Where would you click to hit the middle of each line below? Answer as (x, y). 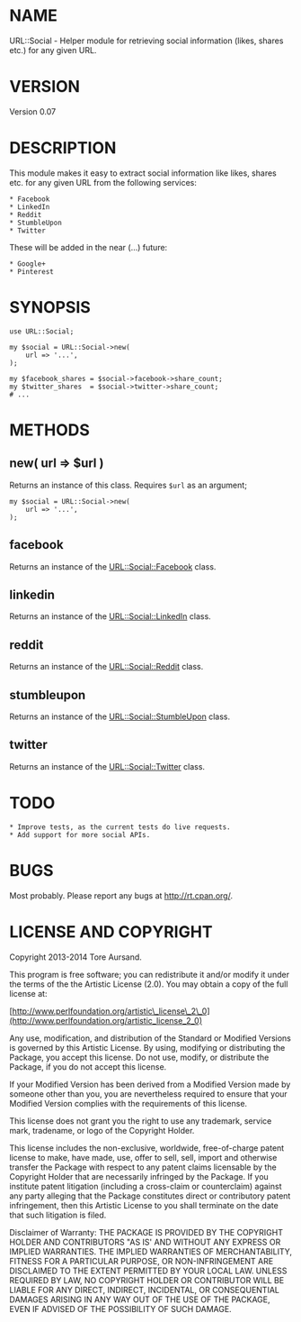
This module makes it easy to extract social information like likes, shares (143, 173)
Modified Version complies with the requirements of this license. (128, 1103)
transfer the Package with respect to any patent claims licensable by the (143, 1167)
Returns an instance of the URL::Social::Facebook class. (113, 566)
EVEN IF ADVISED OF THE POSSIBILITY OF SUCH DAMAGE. (120, 1308)
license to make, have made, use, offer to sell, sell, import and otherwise (143, 1157)
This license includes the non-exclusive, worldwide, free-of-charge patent (147, 1148)
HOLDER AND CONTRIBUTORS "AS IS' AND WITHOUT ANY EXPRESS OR (145, 1242)
